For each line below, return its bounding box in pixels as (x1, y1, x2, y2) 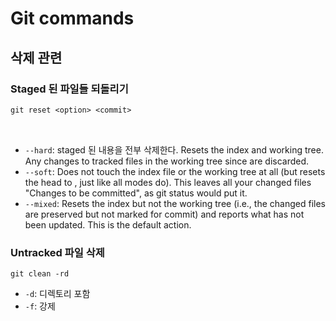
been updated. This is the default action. (24, 218, 192, 231)
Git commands (10, 7, 135, 30)
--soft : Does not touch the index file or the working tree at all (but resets (24, 165, 326, 177)
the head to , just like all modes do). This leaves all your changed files (24, 176, 312, 188)
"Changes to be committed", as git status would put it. (24, 187, 248, 199)
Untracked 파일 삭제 (10, 245, 105, 259)
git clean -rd (10, 268, 70, 279)
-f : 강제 (24, 300, 56, 312)
